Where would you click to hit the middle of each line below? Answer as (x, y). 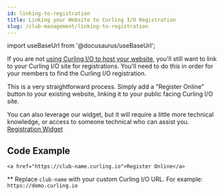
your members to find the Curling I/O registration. (77, 73)
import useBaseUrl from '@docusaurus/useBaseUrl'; (81, 46)
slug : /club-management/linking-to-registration (78, 26)
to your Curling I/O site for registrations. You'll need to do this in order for (110, 66)
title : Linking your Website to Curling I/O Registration (91, 20)
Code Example (39, 150)
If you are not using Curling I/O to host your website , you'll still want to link (112, 59)
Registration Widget (35, 129)
